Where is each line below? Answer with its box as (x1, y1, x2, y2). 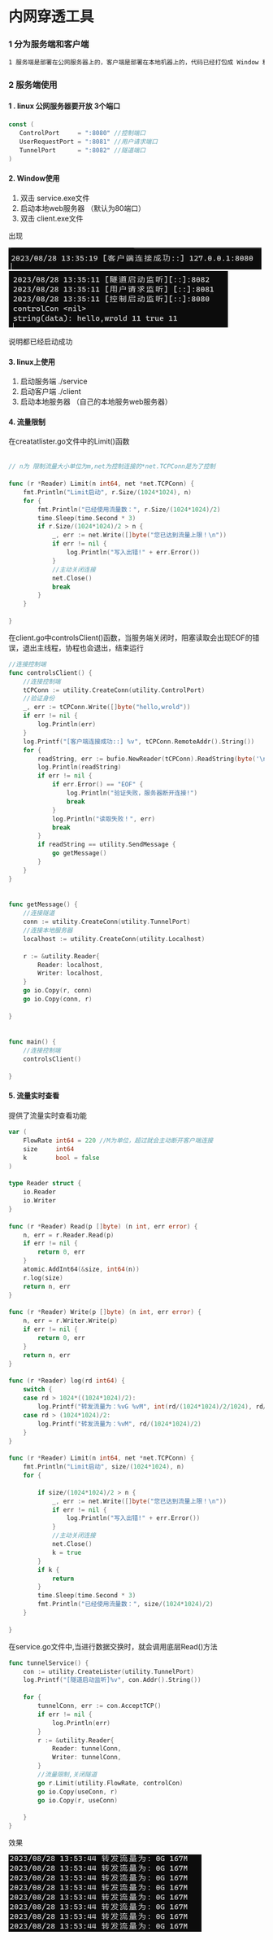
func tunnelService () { (8, 1658, 89, 1667)
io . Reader (23, 1188, 57, 1197)
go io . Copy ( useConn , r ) (37, 1788, 118, 1796)
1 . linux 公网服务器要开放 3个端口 (8, 101, 120, 111)
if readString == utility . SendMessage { (37, 840, 176, 849)
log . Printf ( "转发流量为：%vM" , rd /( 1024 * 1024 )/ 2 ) (37, 1420, 201, 1428)
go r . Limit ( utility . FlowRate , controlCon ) (37, 1779, 184, 1787)
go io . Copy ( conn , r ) (23, 995, 93, 1004)
